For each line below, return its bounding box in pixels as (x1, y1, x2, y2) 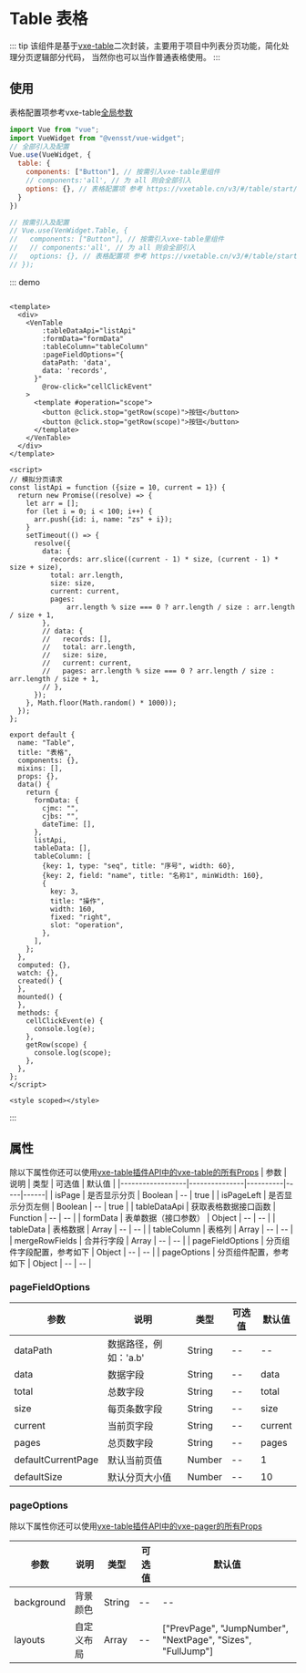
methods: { (17, 1008, 59, 1017)
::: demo (9, 276, 41, 287)
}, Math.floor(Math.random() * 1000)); (25, 698, 178, 707)
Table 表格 (9, 8, 88, 29)
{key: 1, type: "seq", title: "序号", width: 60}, (42, 861, 236, 871)
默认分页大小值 (107, 1471, 172, 1483)
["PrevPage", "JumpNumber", (162, 1622, 289, 1635)
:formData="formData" (42, 334, 125, 343)
